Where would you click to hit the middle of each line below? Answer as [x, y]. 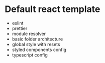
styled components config [39, 49]
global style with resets [36, 44]
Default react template [52, 9]
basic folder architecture [37, 39]
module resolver [29, 33]
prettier [20, 28]
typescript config [30, 55]
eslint [18, 23]
